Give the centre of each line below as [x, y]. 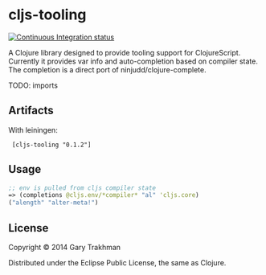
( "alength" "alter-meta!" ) [53, 203]
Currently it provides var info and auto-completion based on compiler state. [133, 61]
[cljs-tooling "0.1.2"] [51, 145]
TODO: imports [33, 85]
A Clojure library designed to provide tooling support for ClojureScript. [125, 52]
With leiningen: [33, 129]
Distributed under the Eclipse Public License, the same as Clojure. [117, 263]
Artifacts [31, 111]
